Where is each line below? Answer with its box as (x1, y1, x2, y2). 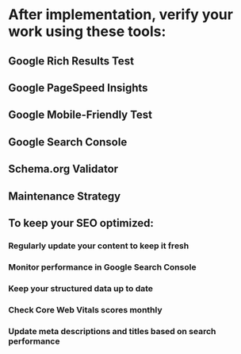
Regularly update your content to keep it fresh (8, 240, 189, 251)
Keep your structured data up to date (8, 282, 153, 294)
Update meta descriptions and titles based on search (8, 325, 216, 336)
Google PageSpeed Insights (8, 81, 148, 95)
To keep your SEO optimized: (8, 216, 155, 230)
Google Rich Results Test (8, 54, 135, 68)
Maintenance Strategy (8, 189, 121, 203)
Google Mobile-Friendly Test (8, 108, 153, 122)
